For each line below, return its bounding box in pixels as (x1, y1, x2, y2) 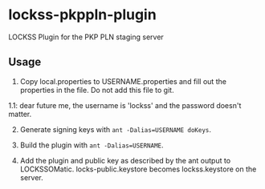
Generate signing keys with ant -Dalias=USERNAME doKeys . (19, 124, 211, 134)
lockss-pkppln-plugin (8, 6, 157, 24)
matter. (8, 109, 32, 119)
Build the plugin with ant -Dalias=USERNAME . (19, 140, 164, 150)
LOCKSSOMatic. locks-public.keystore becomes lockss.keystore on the (19, 164, 257, 174)
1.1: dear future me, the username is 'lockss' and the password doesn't (8, 100, 242, 110)
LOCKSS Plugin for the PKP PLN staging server (8, 32, 165, 42)
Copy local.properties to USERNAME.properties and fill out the (19, 76, 227, 86)
